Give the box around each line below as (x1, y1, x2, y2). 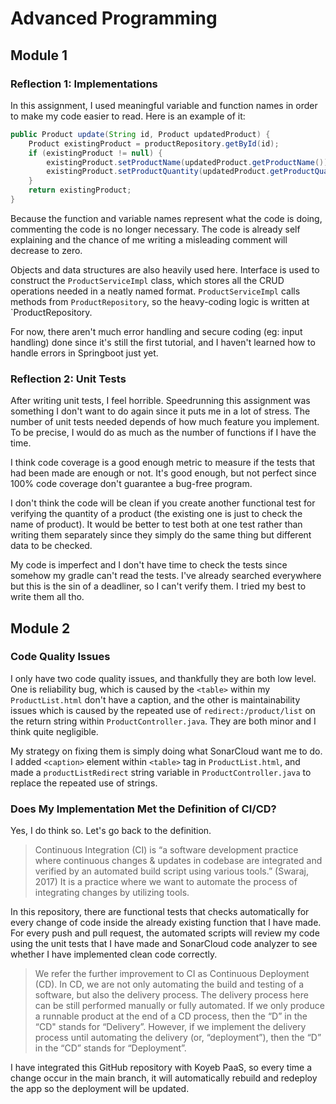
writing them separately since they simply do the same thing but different (10, 529, 312, 541)
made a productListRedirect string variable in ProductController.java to (10, 766, 312, 778)
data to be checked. (10, 540, 93, 552)
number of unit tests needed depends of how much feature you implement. (10, 416, 320, 428)
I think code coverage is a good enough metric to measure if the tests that (10, 457, 316, 469)
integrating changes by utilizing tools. (34, 887, 190, 899)
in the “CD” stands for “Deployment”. (34, 1042, 187, 1054)
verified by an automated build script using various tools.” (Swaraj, (34, 865, 310, 877)
